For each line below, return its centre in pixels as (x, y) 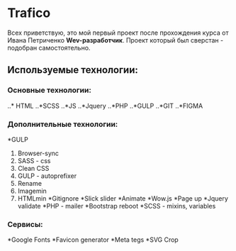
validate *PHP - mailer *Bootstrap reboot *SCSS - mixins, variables (117, 206)
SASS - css (34, 160)
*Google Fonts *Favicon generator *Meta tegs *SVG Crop (93, 240)
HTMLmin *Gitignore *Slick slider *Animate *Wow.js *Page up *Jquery (123, 198)
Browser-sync (38, 153)
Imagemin (32, 191)
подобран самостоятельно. (49, 48)
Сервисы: (26, 224)
